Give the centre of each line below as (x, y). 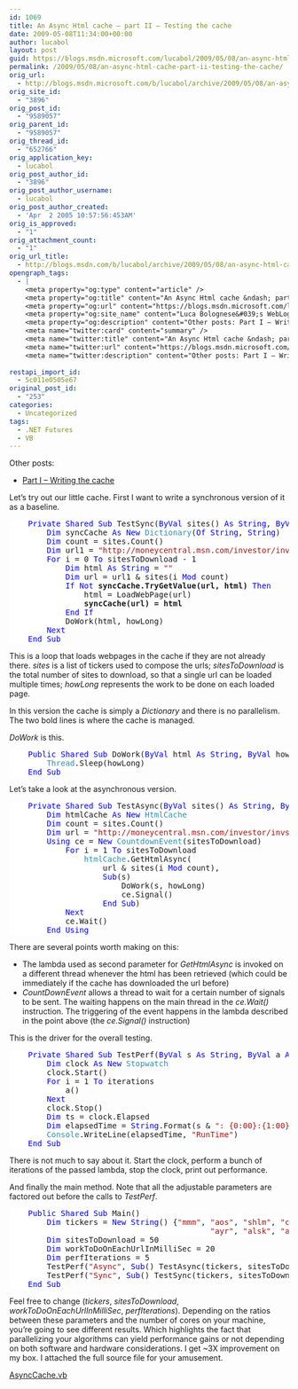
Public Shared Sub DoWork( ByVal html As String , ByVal (150, 754)
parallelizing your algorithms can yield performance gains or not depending (147, 1339)
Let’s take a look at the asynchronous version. (93, 789)
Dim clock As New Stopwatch (107, 1064)
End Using (68, 930)
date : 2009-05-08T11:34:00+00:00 (71, 34)
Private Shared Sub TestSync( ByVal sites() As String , (150, 524)
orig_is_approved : (43, 224)
